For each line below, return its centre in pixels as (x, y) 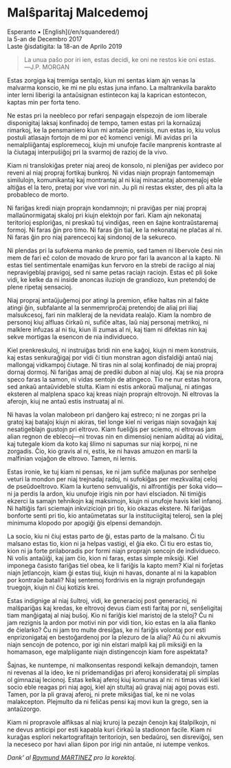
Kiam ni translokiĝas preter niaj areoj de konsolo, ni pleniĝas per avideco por (115, 165)
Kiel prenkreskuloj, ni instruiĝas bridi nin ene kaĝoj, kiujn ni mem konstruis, (113, 350)
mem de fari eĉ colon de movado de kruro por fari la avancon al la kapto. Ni (114, 257)
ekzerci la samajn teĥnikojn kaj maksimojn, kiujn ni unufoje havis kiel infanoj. (115, 501)
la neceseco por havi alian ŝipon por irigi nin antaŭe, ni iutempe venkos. (108, 744)
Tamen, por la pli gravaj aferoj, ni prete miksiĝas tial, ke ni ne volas (101, 694)
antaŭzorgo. (24, 709)
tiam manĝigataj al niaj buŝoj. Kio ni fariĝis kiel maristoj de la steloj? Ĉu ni (110, 615)
